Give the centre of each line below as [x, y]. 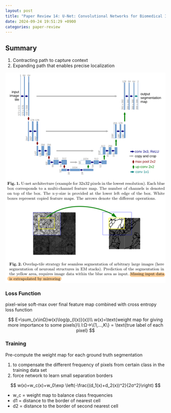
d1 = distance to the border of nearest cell [56, 400]
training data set [30, 370]
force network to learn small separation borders [63, 375]
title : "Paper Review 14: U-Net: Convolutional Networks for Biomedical [84, 16]
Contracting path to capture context [50, 60]
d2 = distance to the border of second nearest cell [65, 406]
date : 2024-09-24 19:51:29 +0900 [41, 21]
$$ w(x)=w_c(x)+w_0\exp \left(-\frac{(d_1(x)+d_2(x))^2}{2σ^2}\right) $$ [85, 385]
